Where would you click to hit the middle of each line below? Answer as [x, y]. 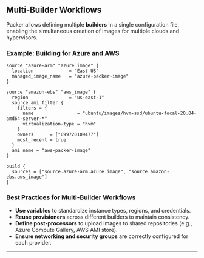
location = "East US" [55, 71]
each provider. [33, 243]
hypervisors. [22, 37]
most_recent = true [42, 140]
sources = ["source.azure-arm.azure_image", [69, 172]
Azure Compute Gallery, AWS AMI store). [66, 230]
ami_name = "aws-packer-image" [51, 151]
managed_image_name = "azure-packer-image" [70, 76]
